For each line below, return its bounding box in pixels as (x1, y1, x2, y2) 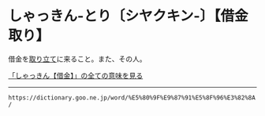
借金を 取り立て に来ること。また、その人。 (8, 54, 147, 63)
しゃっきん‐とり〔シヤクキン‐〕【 (8, 7, 221, 25)
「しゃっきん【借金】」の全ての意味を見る (8, 71, 144, 80)
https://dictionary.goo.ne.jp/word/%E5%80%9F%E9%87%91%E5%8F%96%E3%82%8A (8, 93, 256, 102)
